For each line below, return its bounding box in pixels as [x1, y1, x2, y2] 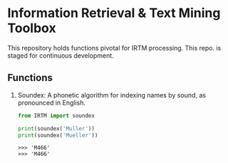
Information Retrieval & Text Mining [7, 5, 221, 21]
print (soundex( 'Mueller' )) [17, 132, 98, 139]
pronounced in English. [17, 98, 86, 107]
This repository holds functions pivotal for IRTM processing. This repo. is [7, 43, 222, 52]
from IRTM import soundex [17, 112, 95, 119]
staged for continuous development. [7, 51, 114, 60]
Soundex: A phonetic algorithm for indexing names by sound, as [17, 90, 207, 99]
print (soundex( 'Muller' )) [17, 125, 95, 132]
